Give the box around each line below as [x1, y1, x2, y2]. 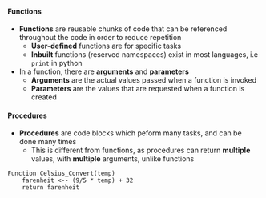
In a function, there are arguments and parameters [18, 67, 190, 76]
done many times [18, 137, 77, 147]
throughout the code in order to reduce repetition [18, 33, 182, 42]
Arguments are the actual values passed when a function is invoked [30, 75, 257, 85]
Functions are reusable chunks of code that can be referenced [18, 24, 228, 34]
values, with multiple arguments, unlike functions [30, 154, 195, 164]
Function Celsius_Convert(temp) [7, 169, 115, 178]
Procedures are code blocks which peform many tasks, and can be [18, 128, 242, 138]
